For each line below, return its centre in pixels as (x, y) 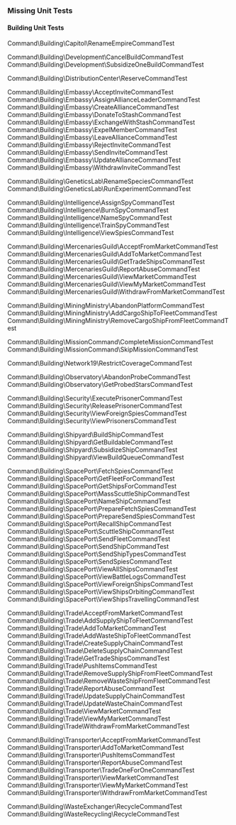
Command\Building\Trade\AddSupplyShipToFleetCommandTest (100, 621)
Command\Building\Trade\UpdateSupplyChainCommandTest (96, 696)
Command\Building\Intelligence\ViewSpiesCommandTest (91, 233)
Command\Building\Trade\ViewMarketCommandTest (84, 711)
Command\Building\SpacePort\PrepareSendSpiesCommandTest (101, 516)
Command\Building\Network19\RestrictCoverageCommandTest (100, 364)
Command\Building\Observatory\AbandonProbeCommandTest (99, 377)
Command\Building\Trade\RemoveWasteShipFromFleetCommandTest (109, 681)
